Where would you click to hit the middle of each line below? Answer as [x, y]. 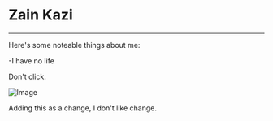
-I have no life [32, 61]
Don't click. [27, 76]
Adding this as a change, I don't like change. [82, 108]
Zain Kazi [41, 15]
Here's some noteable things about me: [74, 45]
